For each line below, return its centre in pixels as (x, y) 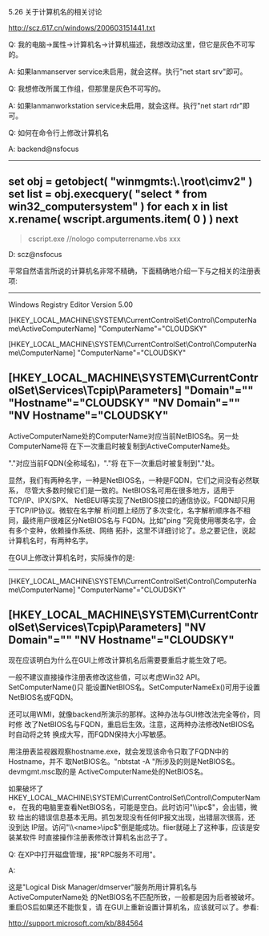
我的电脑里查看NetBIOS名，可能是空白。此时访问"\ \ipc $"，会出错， (139, 807)
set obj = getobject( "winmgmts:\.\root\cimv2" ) (130, 182)
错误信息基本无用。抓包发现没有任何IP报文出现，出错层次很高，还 (147, 817)
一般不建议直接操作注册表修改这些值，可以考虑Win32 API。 (106, 677)
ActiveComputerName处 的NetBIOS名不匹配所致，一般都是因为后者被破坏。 (133, 897)
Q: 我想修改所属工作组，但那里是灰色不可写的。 (87, 88)
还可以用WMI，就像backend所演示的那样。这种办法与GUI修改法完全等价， (131, 714)
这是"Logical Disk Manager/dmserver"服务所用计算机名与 (103, 887)
